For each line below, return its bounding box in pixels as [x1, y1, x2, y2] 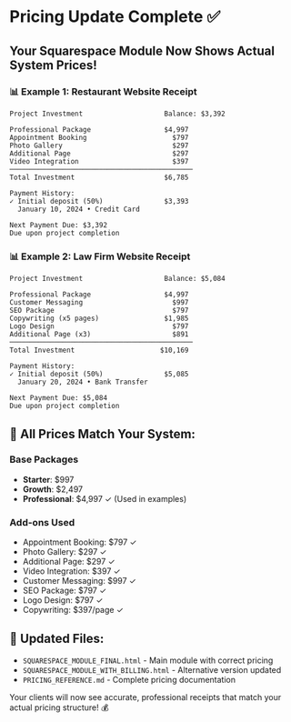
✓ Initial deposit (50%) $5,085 [9, 370, 189, 379]
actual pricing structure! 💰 [9, 702, 109, 713]
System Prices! [9, 57, 97, 73]
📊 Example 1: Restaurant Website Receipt [9, 85, 197, 97]
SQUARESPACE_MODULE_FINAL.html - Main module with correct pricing [22, 655, 274, 666]
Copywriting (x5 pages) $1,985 [9, 314, 189, 324]
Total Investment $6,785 [9, 173, 189, 182]
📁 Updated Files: [9, 630, 105, 647]
